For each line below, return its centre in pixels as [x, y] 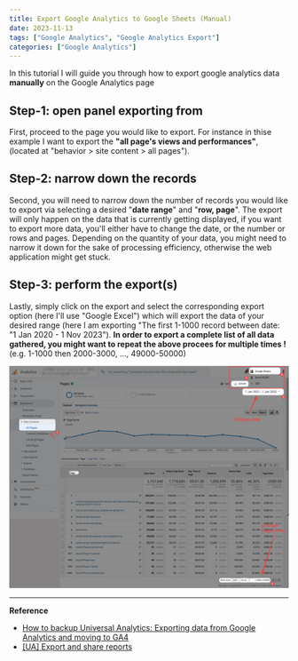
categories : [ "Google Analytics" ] [73, 47]
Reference [29, 611]
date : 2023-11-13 [41, 28]
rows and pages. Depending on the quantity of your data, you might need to [148, 238]
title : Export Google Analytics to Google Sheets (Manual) [121, 19]
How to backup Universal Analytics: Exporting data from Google [139, 628]
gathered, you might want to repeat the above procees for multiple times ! [148, 344]
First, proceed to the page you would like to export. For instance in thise [141, 132]
